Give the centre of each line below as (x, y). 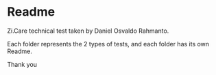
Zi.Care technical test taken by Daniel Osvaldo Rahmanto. (88, 31)
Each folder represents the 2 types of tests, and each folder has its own (108, 44)
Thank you (22, 64)
